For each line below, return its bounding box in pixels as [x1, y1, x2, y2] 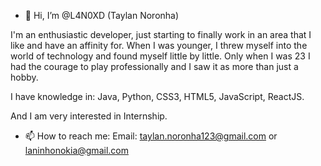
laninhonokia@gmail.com [24, 145, 129, 156]
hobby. [10, 71, 39, 83]
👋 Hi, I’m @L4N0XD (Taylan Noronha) [24, 10, 180, 21]
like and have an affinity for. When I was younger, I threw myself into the [10, 40, 308, 51]
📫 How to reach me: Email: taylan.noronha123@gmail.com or [24, 130, 278, 142]
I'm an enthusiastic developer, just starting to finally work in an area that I [10, 29, 312, 40]
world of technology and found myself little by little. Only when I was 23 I [10, 50, 311, 62]
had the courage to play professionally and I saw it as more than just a [10, 61, 299, 72]
